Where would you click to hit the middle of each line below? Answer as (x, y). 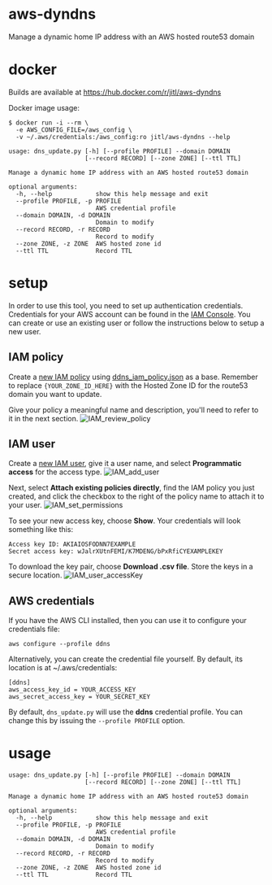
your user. (25, 505)
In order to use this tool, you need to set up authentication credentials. (126, 305)
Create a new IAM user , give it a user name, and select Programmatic (125, 464)
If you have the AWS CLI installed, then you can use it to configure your (128, 621)
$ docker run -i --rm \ (49, 123)
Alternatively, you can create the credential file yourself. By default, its (126, 659)
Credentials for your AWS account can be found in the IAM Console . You (130, 314)
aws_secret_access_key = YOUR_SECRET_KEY (80, 697)
